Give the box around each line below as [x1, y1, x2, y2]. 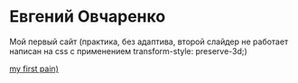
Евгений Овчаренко [9, 6, 166, 27]
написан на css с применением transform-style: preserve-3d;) [9, 45, 248, 56]
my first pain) [9, 63, 59, 74]
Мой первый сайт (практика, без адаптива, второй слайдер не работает [9, 36, 289, 47]
